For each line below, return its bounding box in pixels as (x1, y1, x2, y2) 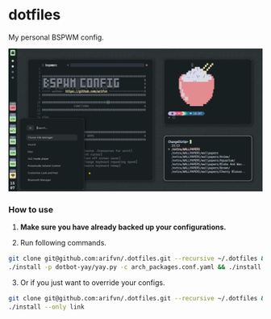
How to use (8, 204, 54, 215)
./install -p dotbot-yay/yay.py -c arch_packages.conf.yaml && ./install (8, 263, 262, 271)
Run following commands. (19, 238, 107, 248)
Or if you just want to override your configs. (19, 277, 165, 288)
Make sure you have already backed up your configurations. (19, 222, 227, 232)
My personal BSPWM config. (8, 32, 105, 42)
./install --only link (8, 303, 85, 311)
